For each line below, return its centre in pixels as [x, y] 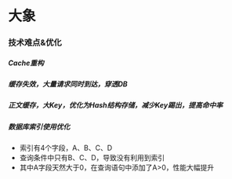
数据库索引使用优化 [39, 126]
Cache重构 [26, 63]
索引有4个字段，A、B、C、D [65, 148]
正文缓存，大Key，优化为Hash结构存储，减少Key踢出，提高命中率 [116, 105]
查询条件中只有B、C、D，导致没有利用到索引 [92, 158]
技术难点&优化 [35, 42]
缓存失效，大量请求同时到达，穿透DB [68, 84]
